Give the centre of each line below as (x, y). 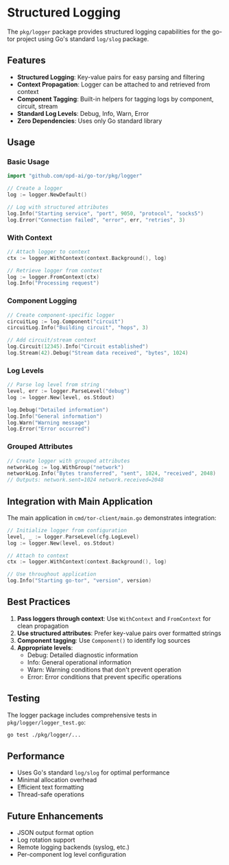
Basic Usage (28, 162)
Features (26, 61)
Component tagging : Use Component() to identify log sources (104, 640)
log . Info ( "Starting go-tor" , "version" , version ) (80, 581)
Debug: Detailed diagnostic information (83, 655)
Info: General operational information (79, 662)
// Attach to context (38, 556)
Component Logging (42, 301)
